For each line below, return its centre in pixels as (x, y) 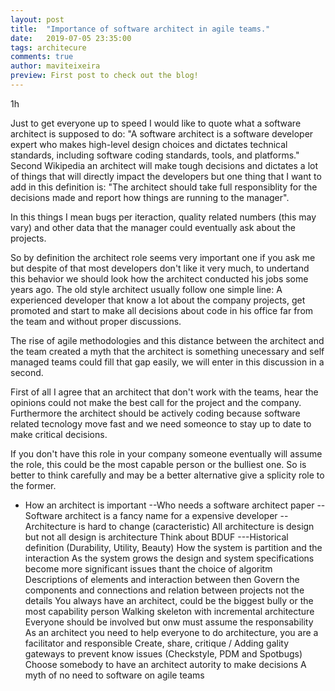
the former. (33, 485)
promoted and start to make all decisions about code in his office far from (162, 310)
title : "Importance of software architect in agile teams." (140, 29)
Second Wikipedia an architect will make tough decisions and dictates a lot (164, 165)
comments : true (42, 57)
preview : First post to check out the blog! (104, 76)
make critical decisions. (59, 434)
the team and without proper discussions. (96, 321)
